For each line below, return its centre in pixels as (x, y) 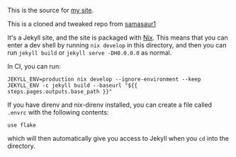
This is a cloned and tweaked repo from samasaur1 (82, 24)
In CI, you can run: (34, 66)
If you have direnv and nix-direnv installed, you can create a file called (110, 105)
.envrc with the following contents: (58, 112)
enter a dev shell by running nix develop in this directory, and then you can (117, 45)
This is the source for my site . (51, 10)
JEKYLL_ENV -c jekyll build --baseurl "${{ (73, 86)
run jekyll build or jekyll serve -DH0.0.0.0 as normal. (90, 53)
